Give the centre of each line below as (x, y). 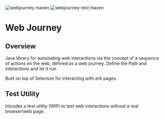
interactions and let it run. (31, 69)
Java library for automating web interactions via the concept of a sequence (82, 58)
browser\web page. (25, 111)
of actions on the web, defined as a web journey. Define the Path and (76, 63)
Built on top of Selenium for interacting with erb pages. (61, 78)
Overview (21, 46)
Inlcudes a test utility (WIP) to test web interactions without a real (72, 106)
